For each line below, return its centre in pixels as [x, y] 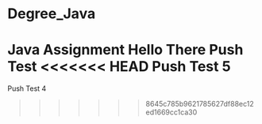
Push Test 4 [27, 88]
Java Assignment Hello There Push [125, 50]
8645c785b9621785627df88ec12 [200, 104]
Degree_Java [52, 14]
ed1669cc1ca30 [171, 112]
